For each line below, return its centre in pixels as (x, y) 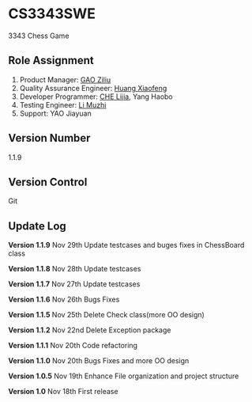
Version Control (48, 182)
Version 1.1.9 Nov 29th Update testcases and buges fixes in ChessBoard (126, 245)
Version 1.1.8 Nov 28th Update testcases (75, 269)
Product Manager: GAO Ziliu (65, 79)
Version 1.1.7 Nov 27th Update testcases (74, 284)
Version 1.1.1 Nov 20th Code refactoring (73, 346)
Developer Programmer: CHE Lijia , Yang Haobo (96, 97)
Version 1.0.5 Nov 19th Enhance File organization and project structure (124, 376)
